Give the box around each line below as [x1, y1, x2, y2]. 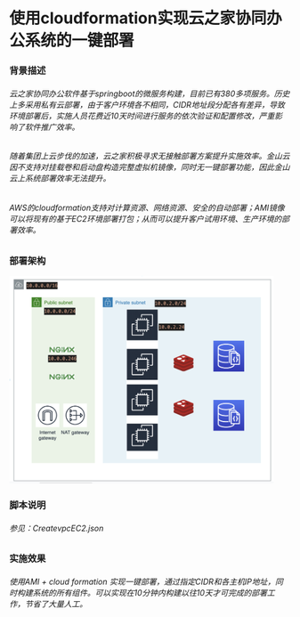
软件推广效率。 [24, 121, 80, 132]
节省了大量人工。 [24, 598, 87, 610]
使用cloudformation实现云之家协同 [9, 8, 267, 28]
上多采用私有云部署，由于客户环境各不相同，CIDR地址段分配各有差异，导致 [9, 99, 286, 110]
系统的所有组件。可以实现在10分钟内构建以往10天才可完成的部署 [32, 588, 268, 598]
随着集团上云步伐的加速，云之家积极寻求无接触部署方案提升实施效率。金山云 [9, 150, 290, 161]
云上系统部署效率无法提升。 [9, 173, 111, 183]
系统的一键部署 [25, 30, 135, 51]
